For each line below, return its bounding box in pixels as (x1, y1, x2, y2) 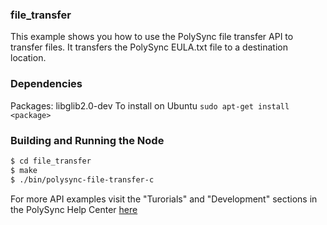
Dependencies (10, 77, 83, 91)
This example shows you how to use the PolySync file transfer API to (10, 31, 294, 43)
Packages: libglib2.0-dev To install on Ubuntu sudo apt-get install (10, 99, 290, 112)
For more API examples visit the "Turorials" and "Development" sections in (10, 193, 318, 205)
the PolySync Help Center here (10, 203, 138, 215)
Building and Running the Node (10, 133, 165, 147)
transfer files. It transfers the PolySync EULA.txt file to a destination (10, 41, 288, 53)
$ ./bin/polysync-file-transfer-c (10, 174, 155, 185)
